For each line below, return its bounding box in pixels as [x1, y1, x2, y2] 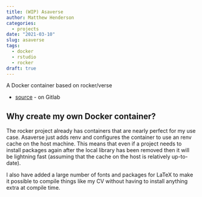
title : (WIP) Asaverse [6, 8, 64, 15]
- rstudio [11, 54, 36, 60]
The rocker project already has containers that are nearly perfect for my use [6, 127, 196, 135]
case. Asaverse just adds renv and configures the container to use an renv [6, 134, 192, 141]
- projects [11, 25, 39, 32]
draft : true [6, 65, 36, 72]
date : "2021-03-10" [6, 32, 56, 38]
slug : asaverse [6, 37, 45, 43]
